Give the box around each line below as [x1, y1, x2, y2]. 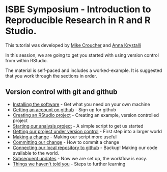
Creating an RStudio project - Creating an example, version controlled [12, 112, 159, 118]
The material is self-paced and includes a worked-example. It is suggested [5, 67, 162, 73]
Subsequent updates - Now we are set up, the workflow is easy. [12, 155, 148, 161]
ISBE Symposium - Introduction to [5, 4, 151, 15]
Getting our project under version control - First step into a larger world [12, 128, 162, 134]
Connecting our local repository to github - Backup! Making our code [12, 144, 158, 151]
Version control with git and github [5, 88, 118, 96]
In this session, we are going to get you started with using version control [5, 52, 159, 58]
